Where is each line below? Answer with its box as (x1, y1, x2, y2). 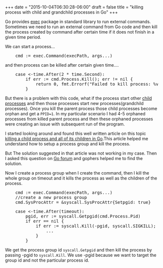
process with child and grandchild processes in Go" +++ (5, 9, 118, 15)
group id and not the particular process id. (5, 257, 90, 263)
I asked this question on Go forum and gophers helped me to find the (5, 156, 143, 161)
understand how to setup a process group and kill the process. (5, 141, 130, 146)
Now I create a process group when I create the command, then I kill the (5, 170, 149, 176)
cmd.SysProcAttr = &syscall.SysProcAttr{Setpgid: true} (15, 199, 151, 205)
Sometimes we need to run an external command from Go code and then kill (5, 24, 158, 30)
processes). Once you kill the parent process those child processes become (5, 106, 158, 111)
